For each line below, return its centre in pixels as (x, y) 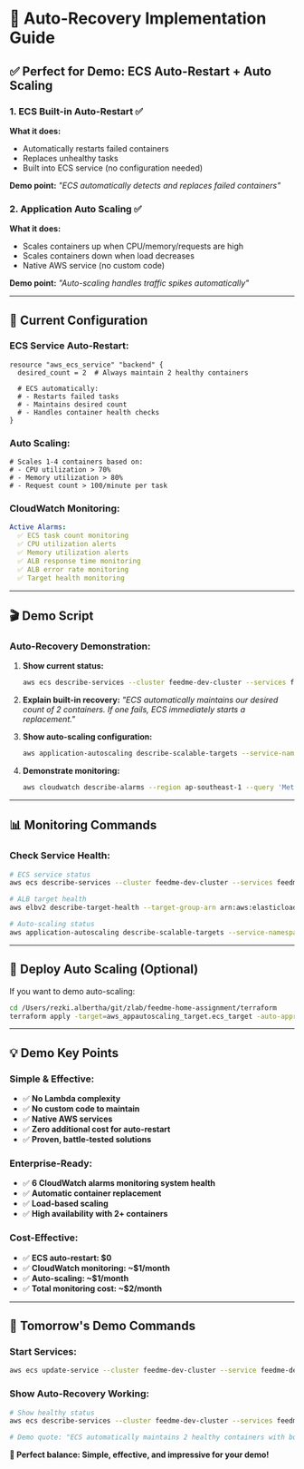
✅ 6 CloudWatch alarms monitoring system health (119, 1183)
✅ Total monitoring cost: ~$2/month (92, 1288)
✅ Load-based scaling (65, 1204)
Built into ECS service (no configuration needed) (113, 168)
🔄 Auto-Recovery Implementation (138, 19)
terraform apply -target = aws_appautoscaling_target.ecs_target (131, 1016)
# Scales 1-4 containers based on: (76, 462)
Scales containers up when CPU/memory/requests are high (133, 246)
